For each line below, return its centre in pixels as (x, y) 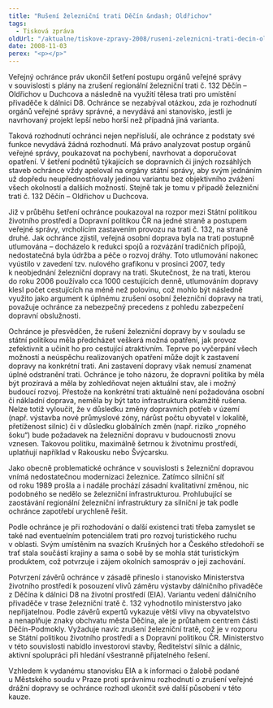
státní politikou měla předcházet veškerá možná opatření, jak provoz (123, 340)
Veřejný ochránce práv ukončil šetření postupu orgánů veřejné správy (125, 77)
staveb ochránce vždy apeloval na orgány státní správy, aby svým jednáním (135, 170)
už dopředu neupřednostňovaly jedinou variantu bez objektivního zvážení (131, 179)
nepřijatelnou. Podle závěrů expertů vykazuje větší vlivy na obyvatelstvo (129, 612)
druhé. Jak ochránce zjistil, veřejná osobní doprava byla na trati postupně (131, 238)
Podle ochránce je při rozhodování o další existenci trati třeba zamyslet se (132, 527)
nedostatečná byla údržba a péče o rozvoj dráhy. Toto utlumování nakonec (133, 255)
